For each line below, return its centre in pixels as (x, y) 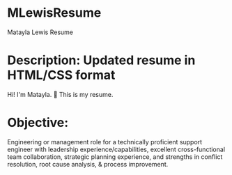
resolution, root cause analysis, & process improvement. (88, 164)
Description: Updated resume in (101, 60)
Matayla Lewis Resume (40, 32)
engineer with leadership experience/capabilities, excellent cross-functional (116, 149)
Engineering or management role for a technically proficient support (105, 142)
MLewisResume (54, 13)
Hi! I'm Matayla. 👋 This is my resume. (60, 94)
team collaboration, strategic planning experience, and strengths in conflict (115, 157)
